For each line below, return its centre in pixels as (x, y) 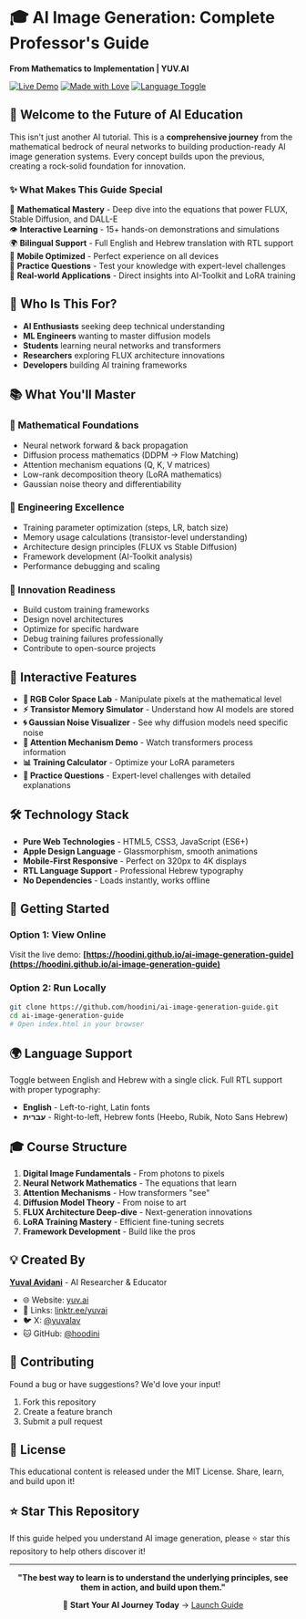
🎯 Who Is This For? (63, 304)
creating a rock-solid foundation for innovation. (98, 166)
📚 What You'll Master (73, 394)
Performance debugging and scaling (92, 566)
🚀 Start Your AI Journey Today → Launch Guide (153, 1605)
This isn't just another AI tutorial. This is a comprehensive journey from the (151, 137)
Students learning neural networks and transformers (122, 345)
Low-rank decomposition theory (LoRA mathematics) (122, 474)
